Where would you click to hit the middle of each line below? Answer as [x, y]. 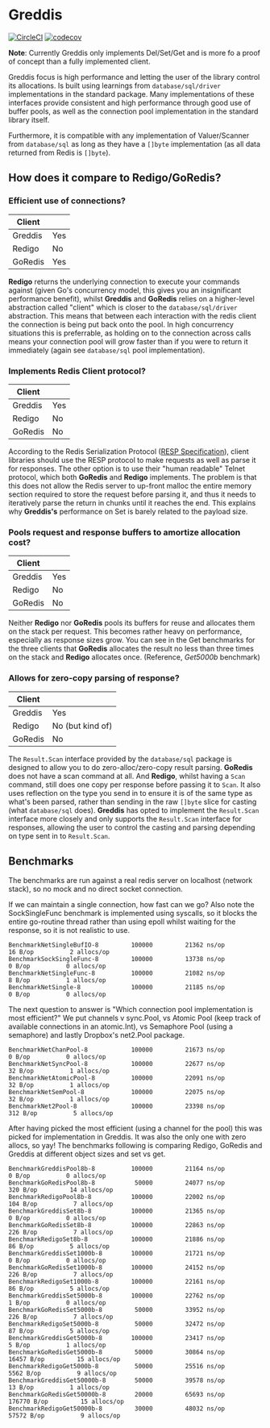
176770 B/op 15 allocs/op [66, 1402]
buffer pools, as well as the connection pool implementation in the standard [133, 111]
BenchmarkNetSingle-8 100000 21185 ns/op [117, 988]
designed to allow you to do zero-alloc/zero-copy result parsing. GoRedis [131, 767]
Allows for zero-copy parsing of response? [94, 678]
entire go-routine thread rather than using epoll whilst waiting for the [122, 922]
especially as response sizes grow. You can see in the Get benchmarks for [132, 640]
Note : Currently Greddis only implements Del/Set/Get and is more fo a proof [134, 52]
